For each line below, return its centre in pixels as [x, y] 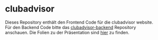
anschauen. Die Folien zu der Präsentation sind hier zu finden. [67, 32]
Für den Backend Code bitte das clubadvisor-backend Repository [70, 27]
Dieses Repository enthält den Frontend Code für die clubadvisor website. [79, 22]
